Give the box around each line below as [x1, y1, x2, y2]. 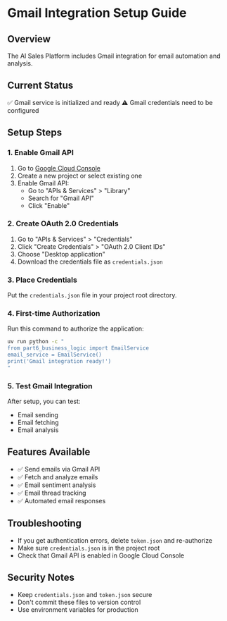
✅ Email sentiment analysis [17, 481, 96, 489]
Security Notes [7, 572, 75, 584]
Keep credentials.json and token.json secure [17, 590, 153, 598]
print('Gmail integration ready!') [7, 358, 112, 365]
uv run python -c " [7, 338, 65, 345]
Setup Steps [7, 127, 62, 139]
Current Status [7, 80, 74, 92]
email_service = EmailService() [7, 351, 102, 359]
